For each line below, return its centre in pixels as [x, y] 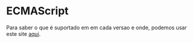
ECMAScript [37, 11]
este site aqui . [23, 33]
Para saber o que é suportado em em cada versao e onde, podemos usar [96, 27]
